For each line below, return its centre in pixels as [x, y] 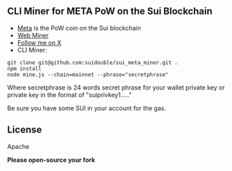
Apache [18, 146]
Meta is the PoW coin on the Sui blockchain [79, 28]
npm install [24, 68]
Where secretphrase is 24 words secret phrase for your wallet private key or [116, 87]
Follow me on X [39, 42]
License [25, 130]
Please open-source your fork [51, 160]
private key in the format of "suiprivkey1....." [70, 94]
